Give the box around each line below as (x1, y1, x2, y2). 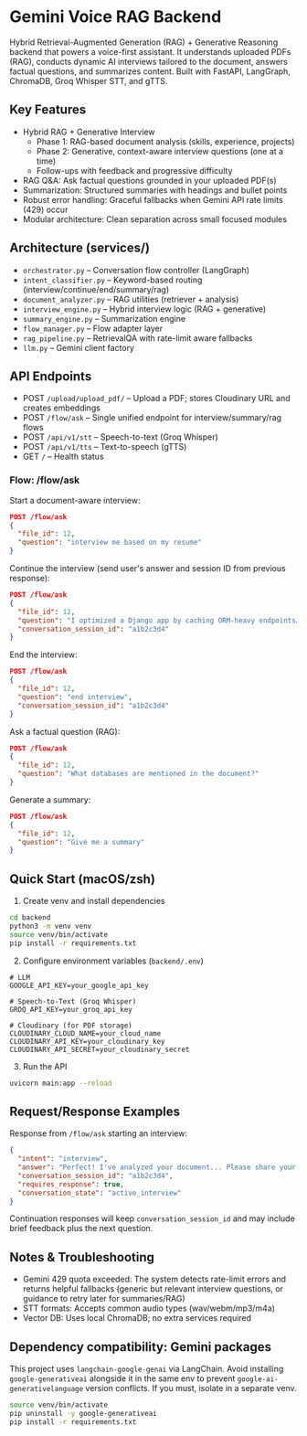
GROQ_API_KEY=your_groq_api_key (9, 1005, 132, 1014)
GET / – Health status (22, 451, 104, 463)
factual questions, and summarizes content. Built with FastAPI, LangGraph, (9, 66, 291, 77)
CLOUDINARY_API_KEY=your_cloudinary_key (9, 1037, 166, 1046)
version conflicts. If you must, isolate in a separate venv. (85, 1383, 297, 1394)
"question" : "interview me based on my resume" (17, 537, 203, 548)
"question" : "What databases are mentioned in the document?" (17, 770, 259, 779)
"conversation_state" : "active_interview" (17, 1188, 182, 1197)
